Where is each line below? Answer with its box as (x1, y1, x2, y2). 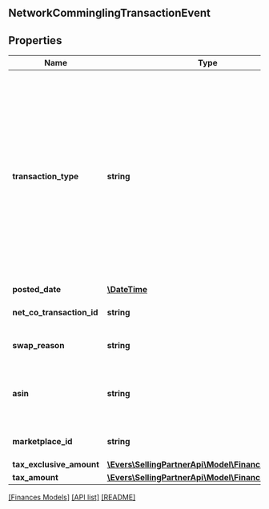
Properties (8, 34, 62, 47)
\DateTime (106, 284, 148, 295)
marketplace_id (12, 436, 73, 447)
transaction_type (12, 171, 79, 182)
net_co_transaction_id (12, 307, 98, 319)
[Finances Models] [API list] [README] (8, 492, 136, 503)
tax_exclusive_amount (12, 459, 100, 471)
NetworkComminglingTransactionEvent (8, 6, 211, 20)
